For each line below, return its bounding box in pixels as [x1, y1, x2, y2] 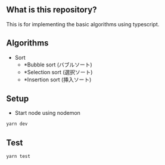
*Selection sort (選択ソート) [23, 68, 93, 75]
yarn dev [6, 121, 28, 127]
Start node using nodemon [14, 109, 80, 117]
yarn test [6, 154, 31, 160]
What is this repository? [6, 5, 97, 15]
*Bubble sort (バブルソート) [23, 61, 92, 68]
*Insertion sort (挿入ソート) [23, 76, 92, 83]
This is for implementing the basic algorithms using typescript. [6, 20, 160, 27]
